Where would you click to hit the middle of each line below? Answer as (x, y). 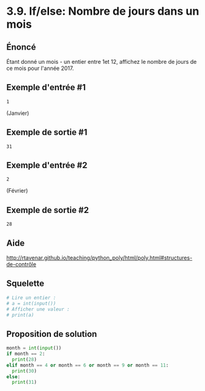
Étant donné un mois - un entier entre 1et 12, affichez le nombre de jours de (102, 62)
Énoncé (21, 47)
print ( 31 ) (24, 382)
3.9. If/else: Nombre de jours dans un (103, 11)
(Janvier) (18, 113)
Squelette (25, 284)
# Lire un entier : (31, 298)
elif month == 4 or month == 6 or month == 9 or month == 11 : (87, 365)
